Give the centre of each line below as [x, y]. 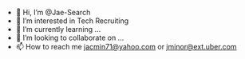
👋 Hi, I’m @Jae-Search [53, 12]
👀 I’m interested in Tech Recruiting [72, 21]
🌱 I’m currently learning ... [58, 29]
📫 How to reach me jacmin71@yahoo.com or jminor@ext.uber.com [126, 47]
